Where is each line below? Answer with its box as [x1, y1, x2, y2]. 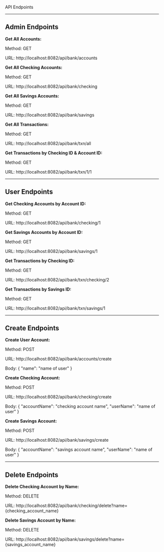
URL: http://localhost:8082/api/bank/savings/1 [5, 248, 98, 254]
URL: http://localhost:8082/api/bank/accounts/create [5, 356, 112, 362]
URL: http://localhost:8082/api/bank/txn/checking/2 [5, 276, 109, 282]
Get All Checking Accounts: [5, 64, 62, 70]
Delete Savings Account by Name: [5, 517, 76, 524]
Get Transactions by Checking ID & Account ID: [5, 150, 102, 156]
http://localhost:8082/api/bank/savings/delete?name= [16, 536, 124, 542]
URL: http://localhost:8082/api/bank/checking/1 [5, 220, 101, 226]
